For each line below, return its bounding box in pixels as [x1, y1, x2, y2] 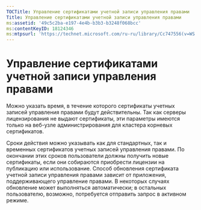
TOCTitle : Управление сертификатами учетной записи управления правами [6, 8, 190, 15]
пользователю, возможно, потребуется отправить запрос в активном [6, 190, 187, 198]
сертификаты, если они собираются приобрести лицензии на [6, 158, 165, 166]
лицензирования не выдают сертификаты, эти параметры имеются [6, 115, 181, 122]
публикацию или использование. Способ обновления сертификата [6, 165, 179, 172]
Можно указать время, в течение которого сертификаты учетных [6, 103, 175, 110]
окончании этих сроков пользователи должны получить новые [6, 152, 169, 160]
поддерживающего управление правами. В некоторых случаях [6, 178, 170, 185]
